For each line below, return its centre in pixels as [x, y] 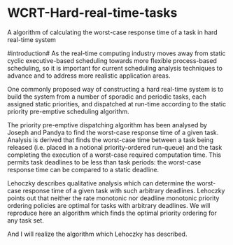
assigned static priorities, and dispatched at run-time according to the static [117, 104]
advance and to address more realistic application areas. [89, 76]
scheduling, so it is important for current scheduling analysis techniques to [115, 68]
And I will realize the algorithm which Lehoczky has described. [97, 234]
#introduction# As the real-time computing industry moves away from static [116, 53]
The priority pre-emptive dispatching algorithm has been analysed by [107, 125]
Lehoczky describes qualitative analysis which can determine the [101, 183]
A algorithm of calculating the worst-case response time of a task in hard [113, 32]
